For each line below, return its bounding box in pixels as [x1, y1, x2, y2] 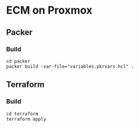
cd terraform [6, 111, 39, 117]
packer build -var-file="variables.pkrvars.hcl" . [6, 63, 134, 69]
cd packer [6, 58, 31, 64]
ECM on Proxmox [6, 4, 93, 17]
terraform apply [6, 116, 46, 122]
